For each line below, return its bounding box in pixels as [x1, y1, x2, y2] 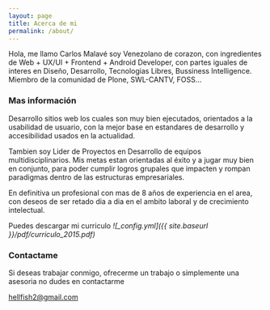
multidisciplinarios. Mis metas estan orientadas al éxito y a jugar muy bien [8, 155, 255, 164]
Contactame [8, 249, 58, 261]
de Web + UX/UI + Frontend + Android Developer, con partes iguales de [8, 57, 248, 67]
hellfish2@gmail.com [8, 292, 78, 302]
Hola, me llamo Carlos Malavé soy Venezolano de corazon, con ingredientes [8, 49, 262, 59]
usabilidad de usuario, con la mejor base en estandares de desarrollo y [8, 122, 245, 132]
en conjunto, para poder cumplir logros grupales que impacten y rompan [8, 163, 251, 173]
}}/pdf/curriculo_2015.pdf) [8, 229, 95, 239]
